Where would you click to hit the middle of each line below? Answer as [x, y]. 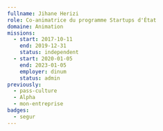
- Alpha [25, 98]
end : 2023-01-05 [43, 65]
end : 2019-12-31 [43, 46]
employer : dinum [43, 71]
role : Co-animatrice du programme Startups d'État [82, 20]
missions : [22, 33]
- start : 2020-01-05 [43, 59]
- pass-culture [35, 91]
